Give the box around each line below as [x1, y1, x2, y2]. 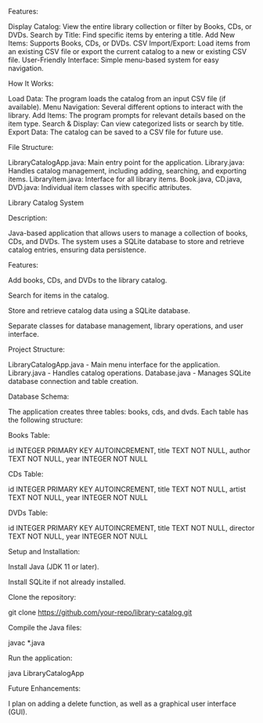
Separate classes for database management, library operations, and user [8, 321, 244, 330]
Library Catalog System [8, 198, 85, 207]
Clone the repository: [8, 593, 77, 601]
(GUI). [8, 707, 27, 717]
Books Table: [8, 431, 50, 440]
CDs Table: [8, 469, 44, 478]
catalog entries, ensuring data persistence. [8, 245, 146, 254]
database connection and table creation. [8, 377, 139, 385]
